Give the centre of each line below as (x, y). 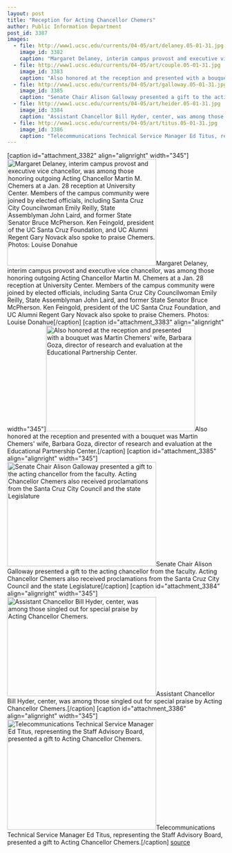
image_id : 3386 (41, 129)
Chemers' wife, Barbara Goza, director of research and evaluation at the (110, 444)
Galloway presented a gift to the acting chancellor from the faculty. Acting (112, 571)
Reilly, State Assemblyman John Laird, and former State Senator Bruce (108, 300)
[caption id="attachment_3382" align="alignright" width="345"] (98, 156)
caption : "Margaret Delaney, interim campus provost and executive (118, 59)
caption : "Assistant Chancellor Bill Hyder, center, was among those (122, 116)
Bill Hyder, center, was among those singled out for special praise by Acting (115, 701)
